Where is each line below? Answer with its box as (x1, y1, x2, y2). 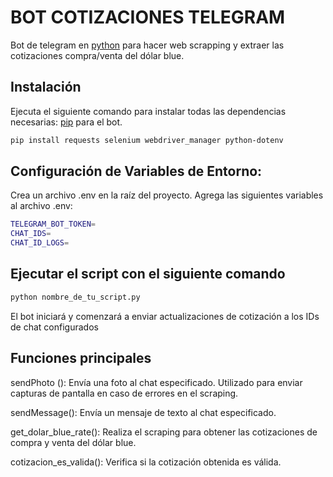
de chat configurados (10, 321, 99, 333)
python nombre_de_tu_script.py (10, 292, 141, 302)
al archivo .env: (10, 200, 73, 212)
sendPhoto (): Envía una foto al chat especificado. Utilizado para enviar (10, 376, 303, 388)
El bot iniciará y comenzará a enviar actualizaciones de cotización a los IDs (10, 310, 320, 322)
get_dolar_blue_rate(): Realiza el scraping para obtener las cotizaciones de (10, 426, 318, 438)
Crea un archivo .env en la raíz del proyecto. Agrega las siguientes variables (10, 189, 324, 201)
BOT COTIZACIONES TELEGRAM (10, 6, 286, 29)
